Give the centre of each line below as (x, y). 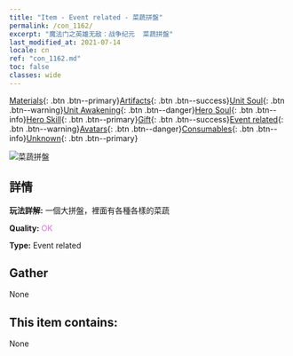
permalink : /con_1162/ (51, 26)
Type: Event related (45, 245)
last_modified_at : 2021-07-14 (65, 42)
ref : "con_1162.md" (45, 59)
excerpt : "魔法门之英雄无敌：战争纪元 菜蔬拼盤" (91, 34)
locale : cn (29, 51)
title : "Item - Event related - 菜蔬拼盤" (86, 17)
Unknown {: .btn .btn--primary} (82, 138)
